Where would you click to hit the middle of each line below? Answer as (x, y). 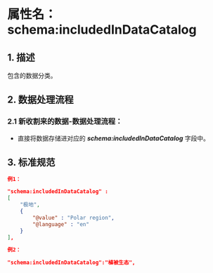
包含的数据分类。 (32, 75)
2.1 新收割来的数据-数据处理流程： (65, 121)
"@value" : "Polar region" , (73, 218)
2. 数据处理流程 (40, 100)
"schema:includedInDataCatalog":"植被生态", (71, 263)
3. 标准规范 (31, 162)
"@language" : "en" (61, 224)
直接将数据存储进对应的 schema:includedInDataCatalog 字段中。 (113, 138)
